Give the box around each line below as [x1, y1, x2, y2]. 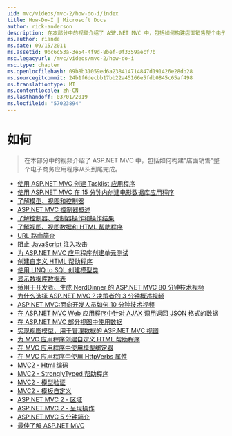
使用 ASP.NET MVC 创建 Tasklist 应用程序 [17, 179, 136, 187]
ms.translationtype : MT [7, 81, 76, 88]
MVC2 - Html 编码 [17, 361, 69, 369]
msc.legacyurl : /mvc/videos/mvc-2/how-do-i [7, 55, 135, 62]
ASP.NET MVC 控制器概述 [17, 205, 91, 214]
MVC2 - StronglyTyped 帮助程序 [17, 369, 109, 377]
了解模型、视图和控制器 [17, 196, 84, 205]
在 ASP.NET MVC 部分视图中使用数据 [17, 317, 123, 325]
